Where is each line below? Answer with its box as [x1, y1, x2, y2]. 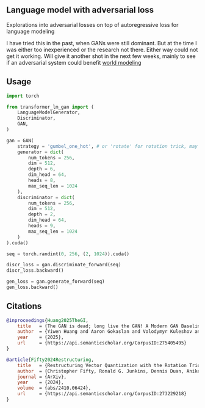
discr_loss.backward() [6, 268, 64, 274]
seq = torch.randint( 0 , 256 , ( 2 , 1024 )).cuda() [6, 250, 130, 257]
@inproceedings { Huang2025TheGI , [6, 317, 88, 323]
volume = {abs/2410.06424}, [17, 385, 92, 392]
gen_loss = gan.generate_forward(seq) [6, 279, 105, 285]
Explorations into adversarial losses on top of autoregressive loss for [6, 21, 179, 28]
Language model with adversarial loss [6, 5, 154, 15]
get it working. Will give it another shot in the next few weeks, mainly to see [6, 52, 196, 60]
